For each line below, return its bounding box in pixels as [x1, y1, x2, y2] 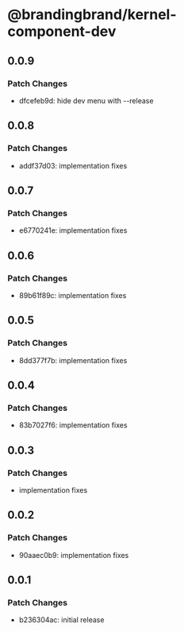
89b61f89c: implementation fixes [18, 290, 127, 300]
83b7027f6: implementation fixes [18, 420, 128, 430]
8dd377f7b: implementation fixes [18, 355, 128, 365]
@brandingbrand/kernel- [7, 6, 177, 24]
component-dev [7, 22, 117, 41]
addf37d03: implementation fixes [18, 161, 128, 170]
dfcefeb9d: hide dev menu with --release [18, 95, 154, 105]
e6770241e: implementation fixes [18, 226, 128, 235]
